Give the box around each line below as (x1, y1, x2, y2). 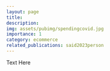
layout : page (6, 8, 39, 15)
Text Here (6, 58, 31, 66)
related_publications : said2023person (6, 43, 104, 49)
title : (6, 14, 23, 20)
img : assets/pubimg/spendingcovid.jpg (6, 25, 104, 32)
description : (6, 20, 39, 26)
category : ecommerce (6, 37, 59, 43)
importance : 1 (6, 31, 42, 37)
